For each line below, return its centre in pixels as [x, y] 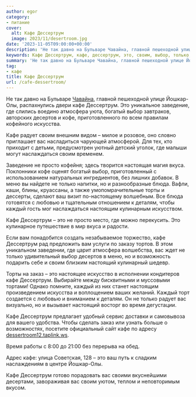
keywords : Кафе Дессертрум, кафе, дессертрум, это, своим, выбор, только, [99, 55]
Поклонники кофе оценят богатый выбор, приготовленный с [81, 171]
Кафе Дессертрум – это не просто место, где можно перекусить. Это [93, 220]
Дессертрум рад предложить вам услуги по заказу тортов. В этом [90, 244]
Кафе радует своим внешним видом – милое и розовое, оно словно [91, 135]
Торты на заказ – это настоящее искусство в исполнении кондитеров [93, 274]
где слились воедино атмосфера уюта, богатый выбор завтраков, [88, 111]
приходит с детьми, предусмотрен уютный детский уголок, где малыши [97, 148]
